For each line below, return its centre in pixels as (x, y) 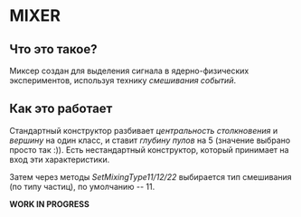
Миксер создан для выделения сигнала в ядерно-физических (129, 71)
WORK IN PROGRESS (50, 203)
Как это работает (61, 109)
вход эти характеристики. (60, 159)
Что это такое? (53, 49)
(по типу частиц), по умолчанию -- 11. (82, 186)
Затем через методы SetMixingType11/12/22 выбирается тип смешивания (150, 176)
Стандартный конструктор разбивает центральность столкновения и (144, 130)
